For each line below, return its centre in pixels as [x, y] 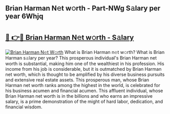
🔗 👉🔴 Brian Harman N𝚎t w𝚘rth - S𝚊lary [70, 37]
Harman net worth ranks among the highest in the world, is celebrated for [83, 85]
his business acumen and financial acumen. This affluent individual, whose [84, 91]
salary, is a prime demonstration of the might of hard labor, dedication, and [84, 102]
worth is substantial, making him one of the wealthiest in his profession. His [85, 64]
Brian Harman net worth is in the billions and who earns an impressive [79, 96]
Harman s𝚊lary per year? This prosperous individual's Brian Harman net [81, 58]
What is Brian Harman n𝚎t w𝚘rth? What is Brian [115, 52]
